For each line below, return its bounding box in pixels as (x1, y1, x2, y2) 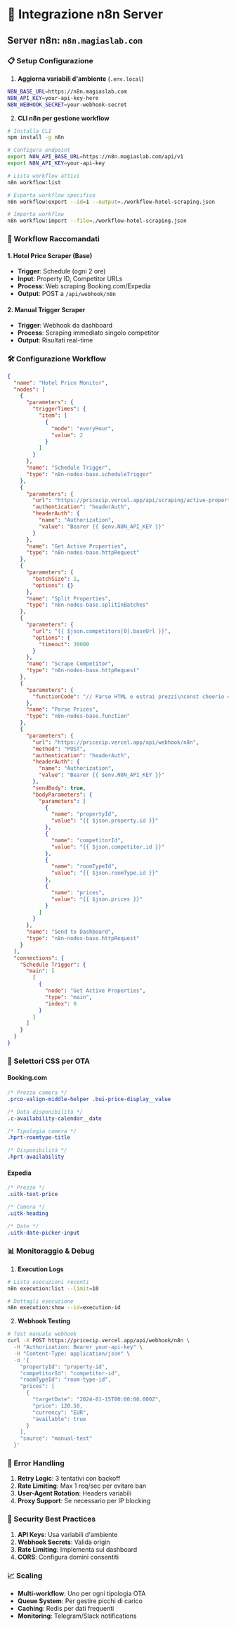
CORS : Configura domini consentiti (17, 1552, 119, 1561)
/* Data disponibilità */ (7, 1108, 83, 1115)
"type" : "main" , (44, 993, 93, 1001)
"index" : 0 (44, 1000, 77, 1008)
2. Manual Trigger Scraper (7, 305, 86, 314)
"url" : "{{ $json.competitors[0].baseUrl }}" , (32, 627, 171, 635)
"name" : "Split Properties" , (25, 595, 112, 602)
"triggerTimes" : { (32, 406, 86, 413)
